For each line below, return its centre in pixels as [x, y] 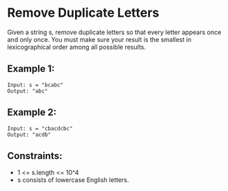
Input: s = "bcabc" [35, 85]
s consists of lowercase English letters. [73, 180]
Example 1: [31, 69]
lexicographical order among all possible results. [76, 47]
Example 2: [32, 113]
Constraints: [35, 156]
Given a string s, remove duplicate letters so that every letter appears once [114, 32]
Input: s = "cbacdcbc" [40, 128]
